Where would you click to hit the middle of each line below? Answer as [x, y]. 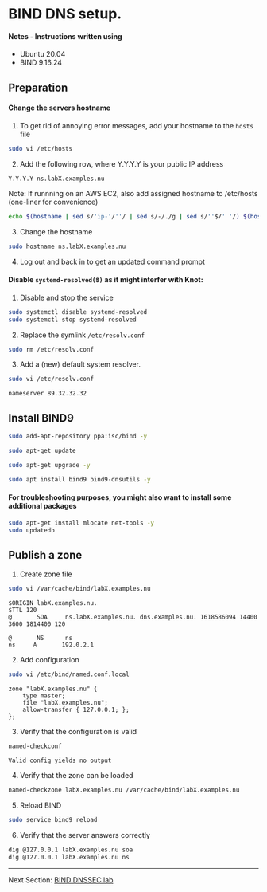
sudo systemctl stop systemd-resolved [72, 320]
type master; [44, 696]
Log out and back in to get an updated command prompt [112, 261]
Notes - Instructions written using [65, 36]
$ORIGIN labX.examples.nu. [53, 603]
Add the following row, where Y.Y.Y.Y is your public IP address [122, 163]
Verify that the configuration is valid [78, 732]
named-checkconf [35, 746]
